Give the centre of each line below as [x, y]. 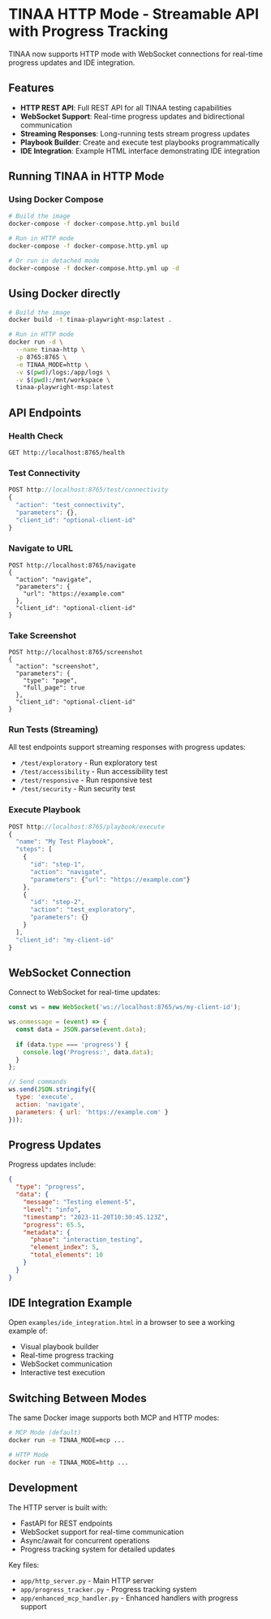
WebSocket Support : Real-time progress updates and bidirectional [132, 116]
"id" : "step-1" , [57, 865]
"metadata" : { [47, 1232]
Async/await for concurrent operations [85, 1540]
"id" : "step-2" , [57, 903]
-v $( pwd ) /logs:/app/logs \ [63, 372]
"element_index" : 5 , [65, 1248]
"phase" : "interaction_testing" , [86, 1240]
